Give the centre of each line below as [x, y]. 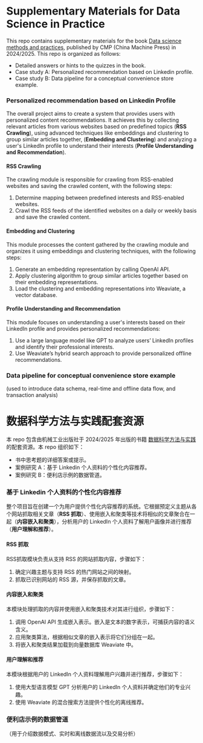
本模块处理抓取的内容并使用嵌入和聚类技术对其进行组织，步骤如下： [91, 609]
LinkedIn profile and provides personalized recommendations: [83, 328]
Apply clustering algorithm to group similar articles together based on [101, 275]
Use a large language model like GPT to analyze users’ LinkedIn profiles [104, 340]
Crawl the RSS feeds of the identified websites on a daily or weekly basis [106, 211]
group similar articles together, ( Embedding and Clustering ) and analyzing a [101, 139]
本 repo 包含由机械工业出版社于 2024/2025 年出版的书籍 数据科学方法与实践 [101, 439]
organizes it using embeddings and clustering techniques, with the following [101, 251]
